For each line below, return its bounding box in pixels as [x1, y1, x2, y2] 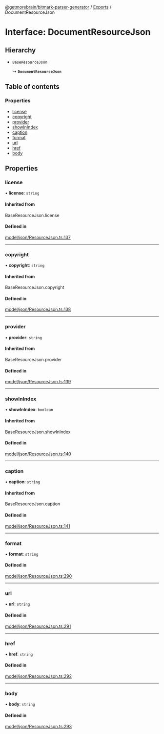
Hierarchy [5, 46, 36, 54]
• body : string [5, 701, 35, 707]
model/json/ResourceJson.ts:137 [5, 234, 71, 240]
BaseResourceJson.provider [5, 356, 62, 362]
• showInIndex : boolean [5, 407, 54, 413]
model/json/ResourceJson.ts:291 [5, 623, 71, 629]
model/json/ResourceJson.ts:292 [5, 673, 72, 679]
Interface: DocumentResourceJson [5, 26, 151, 38]
